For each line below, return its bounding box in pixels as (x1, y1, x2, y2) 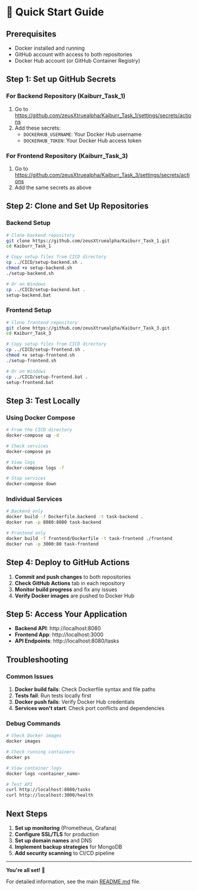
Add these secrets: (14, 124, 61, 131)
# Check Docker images (6, 733, 62, 739)
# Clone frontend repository (6, 319, 78, 325)
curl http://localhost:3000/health (6, 792, 94, 798)
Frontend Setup (6, 306, 52, 314)
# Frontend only (6, 530, 46, 536)
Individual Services (6, 495, 63, 503)
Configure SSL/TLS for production (14, 831, 99, 838)
